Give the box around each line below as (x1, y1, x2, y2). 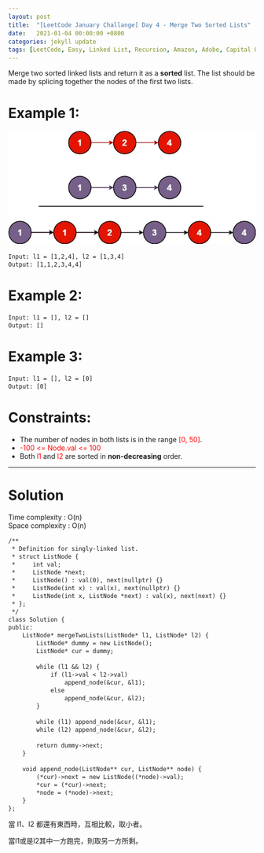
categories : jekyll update (8, 38, 97, 46)
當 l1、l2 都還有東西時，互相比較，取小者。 (8, 819, 147, 829)
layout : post (8, 13, 51, 20)
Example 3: (8, 348, 82, 366)
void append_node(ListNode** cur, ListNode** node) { (22, 765, 202, 773)
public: (8, 623, 34, 631)
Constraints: (8, 409, 92, 427)
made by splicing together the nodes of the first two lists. (8, 77, 193, 87)
